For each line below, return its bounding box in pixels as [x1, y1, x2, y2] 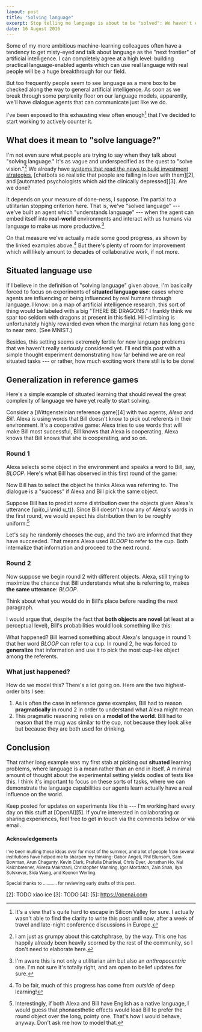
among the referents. [6, 652, 58, 660]
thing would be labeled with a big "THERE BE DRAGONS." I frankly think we [6, 307, 192, 314]
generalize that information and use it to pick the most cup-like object [6, 646, 180, 653]
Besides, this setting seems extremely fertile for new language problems [6, 338, 185, 345]
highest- [165, 681, 186, 688]
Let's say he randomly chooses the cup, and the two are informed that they [6, 531, 193, 538]
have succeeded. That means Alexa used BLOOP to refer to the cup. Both [6, 538, 188, 545]
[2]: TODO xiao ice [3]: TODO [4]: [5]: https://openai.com [6, 890, 148, 898]
